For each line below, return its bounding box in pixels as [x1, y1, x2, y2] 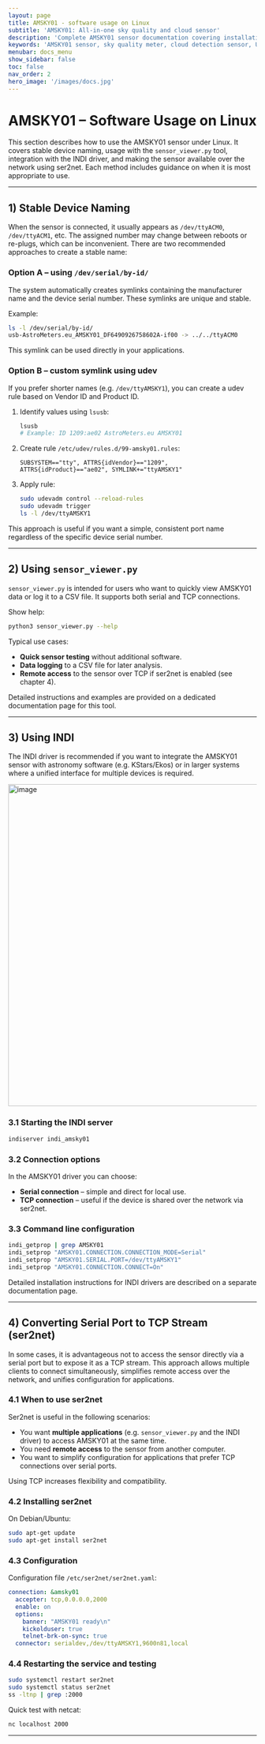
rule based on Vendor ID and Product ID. [8, 391, 140, 401]
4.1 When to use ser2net [8, 1394, 103, 1405]
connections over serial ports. [19, 1461, 117, 1470]
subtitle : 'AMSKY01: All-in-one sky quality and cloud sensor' [8, 26, 221, 34]
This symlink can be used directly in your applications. [8, 345, 185, 355]
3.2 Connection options [8, 1153, 101, 1164]
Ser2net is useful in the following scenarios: [8, 1412, 151, 1421]
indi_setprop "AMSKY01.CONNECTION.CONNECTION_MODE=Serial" [8, 1249, 207, 1257]
